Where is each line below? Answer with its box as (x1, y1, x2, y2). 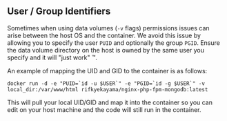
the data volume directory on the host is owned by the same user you (7, 46, 205, 54)
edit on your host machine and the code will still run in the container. (7, 105, 201, 113)
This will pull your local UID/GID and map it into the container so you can (7, 98, 213, 106)
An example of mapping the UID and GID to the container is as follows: (7, 66, 208, 75)
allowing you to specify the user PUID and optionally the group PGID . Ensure (7, 38, 221, 47)
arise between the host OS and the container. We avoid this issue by (7, 31, 201, 39)
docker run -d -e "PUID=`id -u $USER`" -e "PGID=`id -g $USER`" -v (7, 80, 206, 87)
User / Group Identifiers (7, 6, 111, 17)
